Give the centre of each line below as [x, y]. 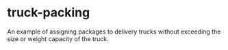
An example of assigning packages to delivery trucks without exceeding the [114, 32]
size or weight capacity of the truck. [58, 38]
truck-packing [49, 13]
